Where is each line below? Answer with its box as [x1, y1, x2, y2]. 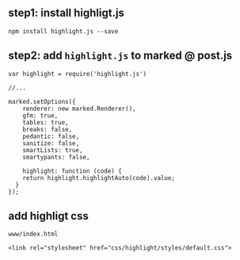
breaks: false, [22, 125, 73, 133]
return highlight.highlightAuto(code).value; [22, 174, 176, 182]
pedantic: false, [22, 132, 80, 140]
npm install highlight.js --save [8, 27, 119, 35]
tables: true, [22, 118, 69, 126]
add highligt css [8, 209, 89, 223]
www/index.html [8, 230, 59, 239]
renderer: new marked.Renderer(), [22, 105, 136, 113]
